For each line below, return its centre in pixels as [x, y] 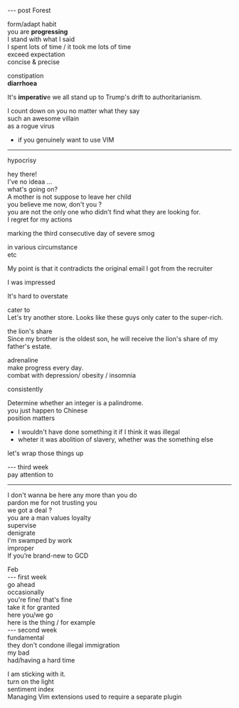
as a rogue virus [31, 126]
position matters [31, 418]
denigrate [21, 533]
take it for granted [34, 607]
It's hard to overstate [38, 296]
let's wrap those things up [46, 453]
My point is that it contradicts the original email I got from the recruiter [110, 269]
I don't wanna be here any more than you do [72, 495]
